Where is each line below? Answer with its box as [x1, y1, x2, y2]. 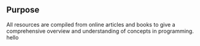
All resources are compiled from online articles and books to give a [6, 21, 176, 28]
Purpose [6, 5, 40, 15]
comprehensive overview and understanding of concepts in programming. [6, 27, 194, 34]
